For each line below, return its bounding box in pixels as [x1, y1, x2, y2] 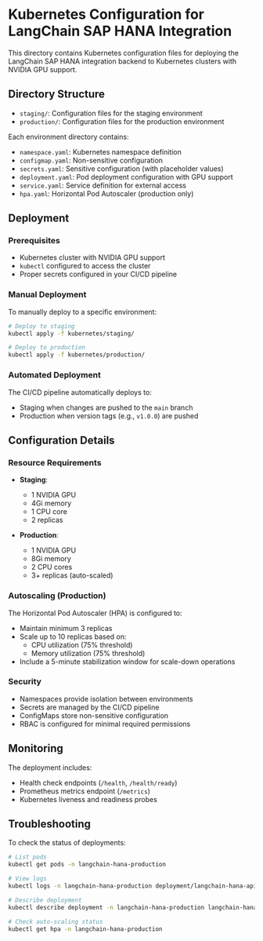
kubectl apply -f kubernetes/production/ [8, 351, 146, 359]
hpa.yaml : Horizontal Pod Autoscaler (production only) [19, 188, 194, 198]
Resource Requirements [8, 457, 102, 468]
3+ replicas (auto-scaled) [31, 571, 113, 580]
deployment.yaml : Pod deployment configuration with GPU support [19, 172, 233, 181]
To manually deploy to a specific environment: [8, 307, 157, 316]
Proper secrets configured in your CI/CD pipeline [19, 269, 178, 279]
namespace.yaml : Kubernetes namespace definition [19, 147, 182, 156]
